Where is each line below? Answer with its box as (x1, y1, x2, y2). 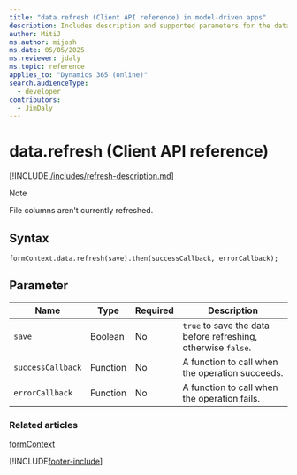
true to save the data (182, 319, 270, 332)
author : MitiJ (9, 29, 62, 38)
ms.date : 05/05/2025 (9, 46, 86, 55)
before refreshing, (182, 330, 258, 342)
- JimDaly (17, 103, 53, 112)
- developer (17, 87, 62, 96)
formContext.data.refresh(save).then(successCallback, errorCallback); (9, 254, 278, 263)
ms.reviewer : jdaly (9, 54, 81, 63)
